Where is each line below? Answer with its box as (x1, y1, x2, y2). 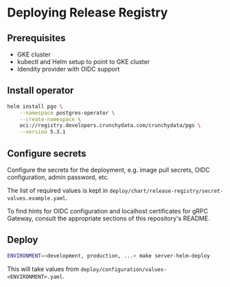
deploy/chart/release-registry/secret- (109, 187, 224, 194)
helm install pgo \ (7, 103, 63, 110)
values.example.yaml (7, 195, 67, 202)
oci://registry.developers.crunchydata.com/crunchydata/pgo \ (19, 122, 201, 129)
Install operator (7, 84, 74, 97)
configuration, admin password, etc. (7, 173, 110, 181)
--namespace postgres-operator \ (19, 109, 115, 116)
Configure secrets (7, 148, 87, 159)
